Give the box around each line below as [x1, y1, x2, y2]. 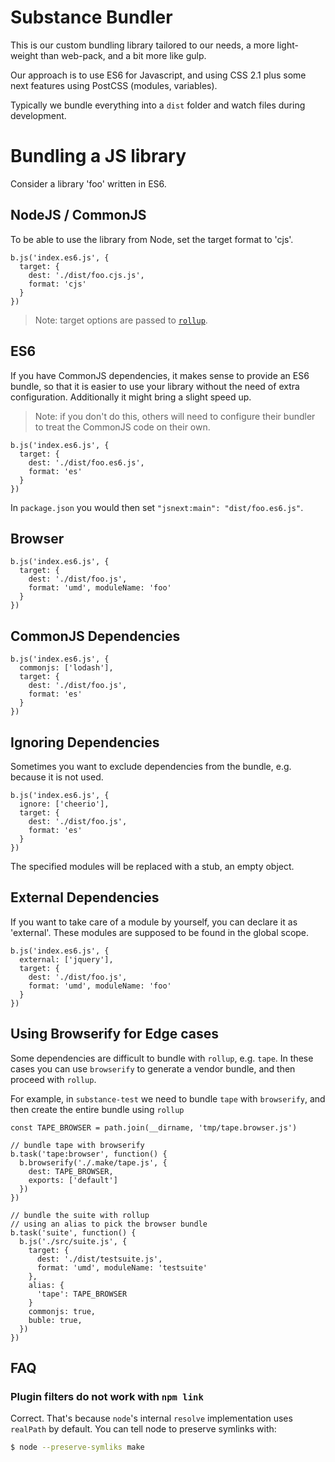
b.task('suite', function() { [10, 1227, 137, 1238]
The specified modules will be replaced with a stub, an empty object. [10, 860, 295, 872]
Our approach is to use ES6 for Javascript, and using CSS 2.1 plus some [10, 69, 307, 81]
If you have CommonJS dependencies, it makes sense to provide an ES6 [10, 369, 310, 381]
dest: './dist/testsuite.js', [36, 1254, 163, 1264]
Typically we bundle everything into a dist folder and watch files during [10, 99, 306, 111]
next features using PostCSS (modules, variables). [10, 79, 218, 91]
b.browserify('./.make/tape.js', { [19, 1157, 168, 1168]
